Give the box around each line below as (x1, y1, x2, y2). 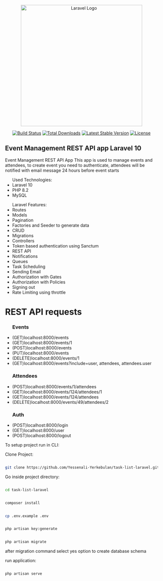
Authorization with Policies (12, 279, 65, 285)
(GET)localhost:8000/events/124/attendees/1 (12, 389, 102, 395)
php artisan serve (5, 571, 42, 576)
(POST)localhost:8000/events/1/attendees (12, 383, 97, 389)
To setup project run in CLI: (5, 442, 60, 448)
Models (12, 212, 28, 218)
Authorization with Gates (12, 274, 62, 280)
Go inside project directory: (5, 474, 60, 480)
